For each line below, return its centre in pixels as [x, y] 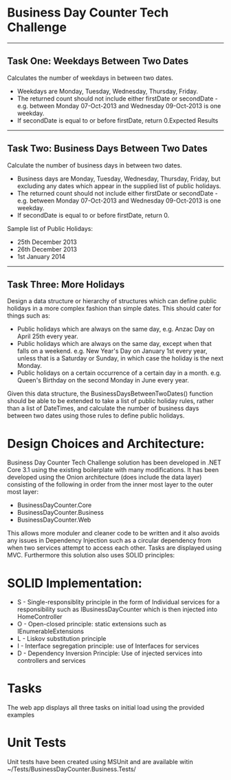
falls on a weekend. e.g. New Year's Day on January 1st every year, [112, 351]
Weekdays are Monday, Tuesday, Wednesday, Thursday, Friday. [108, 91]
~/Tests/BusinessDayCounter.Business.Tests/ [71, 769]
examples [21, 715]
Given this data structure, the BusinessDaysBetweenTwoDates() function [110, 393]
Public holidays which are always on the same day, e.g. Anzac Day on [116, 329]
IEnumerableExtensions [51, 631]
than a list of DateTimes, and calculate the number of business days [103, 409]
